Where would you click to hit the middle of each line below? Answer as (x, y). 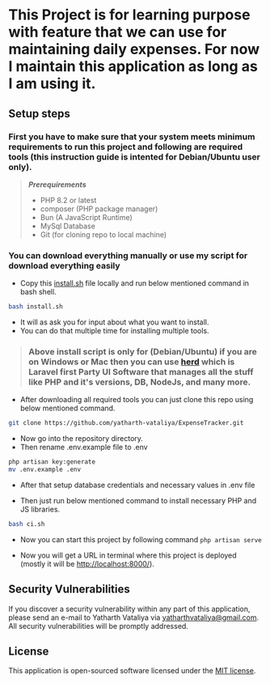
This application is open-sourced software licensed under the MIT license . (132, 671)
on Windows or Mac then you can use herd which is (131, 362)
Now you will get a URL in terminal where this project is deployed (128, 555)
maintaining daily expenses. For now (134, 49)
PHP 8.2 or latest (68, 200)
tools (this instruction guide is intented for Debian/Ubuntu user (135, 157)
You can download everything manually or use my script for (128, 255)
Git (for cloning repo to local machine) (103, 234)
